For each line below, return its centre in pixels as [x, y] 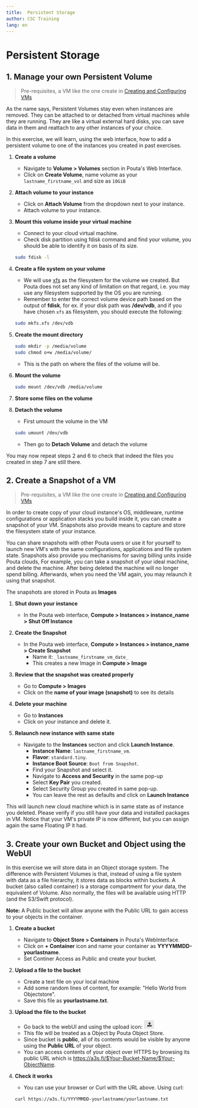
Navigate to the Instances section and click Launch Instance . [99, 745]
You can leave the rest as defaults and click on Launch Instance [111, 795]
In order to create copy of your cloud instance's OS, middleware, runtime [95, 513]
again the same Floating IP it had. [47, 825]
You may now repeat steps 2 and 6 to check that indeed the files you [90, 456]
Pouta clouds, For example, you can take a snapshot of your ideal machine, [98, 562]
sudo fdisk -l [32, 258]
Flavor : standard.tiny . [60, 757]
